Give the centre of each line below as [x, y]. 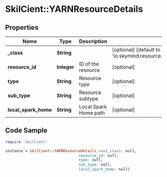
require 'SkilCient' [27, 142]
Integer [65, 67]
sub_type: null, [95, 165]
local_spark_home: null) [104, 170]
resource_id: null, [99, 155]
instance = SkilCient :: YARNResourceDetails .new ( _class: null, [71, 151]
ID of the [89, 64]
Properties [22, 28]
